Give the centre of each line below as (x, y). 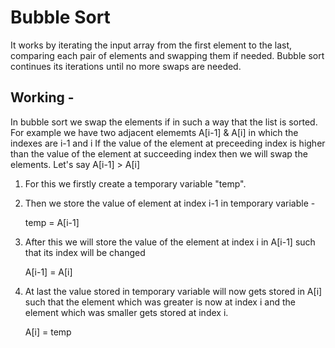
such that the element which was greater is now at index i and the (160, 302)
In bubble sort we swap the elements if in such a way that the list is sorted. (164, 122)
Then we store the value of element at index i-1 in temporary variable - (170, 203)
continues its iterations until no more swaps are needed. (126, 66)
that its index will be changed (85, 252)
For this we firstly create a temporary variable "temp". (135, 183)
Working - (42, 97)
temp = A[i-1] (52, 222)
